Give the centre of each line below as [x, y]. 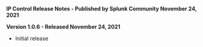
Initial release [32, 38]
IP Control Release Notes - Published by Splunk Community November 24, [101, 9]
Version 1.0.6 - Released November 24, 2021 [63, 27]
